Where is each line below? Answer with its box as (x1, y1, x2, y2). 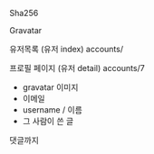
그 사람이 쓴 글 (22, 116, 74, 126)
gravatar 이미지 (22, 82, 79, 93)
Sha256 (9, 8, 39, 18)
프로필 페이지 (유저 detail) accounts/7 (9, 63, 145, 73)
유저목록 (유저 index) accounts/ (9, 44, 124, 54)
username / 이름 (22, 104, 83, 115)
